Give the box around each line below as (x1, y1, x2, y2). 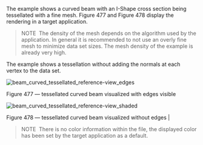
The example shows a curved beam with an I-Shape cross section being (6, 5, 187, 12)
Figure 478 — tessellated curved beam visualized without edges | (6, 114, 170, 121)
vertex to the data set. (6, 67, 61, 74)
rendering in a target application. (6, 18, 88, 25)
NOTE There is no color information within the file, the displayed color (21, 126, 197, 132)
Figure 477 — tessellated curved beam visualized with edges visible (6, 91, 176, 97)
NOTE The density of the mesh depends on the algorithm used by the (21, 30, 197, 37)
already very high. (21, 49, 67, 56)
